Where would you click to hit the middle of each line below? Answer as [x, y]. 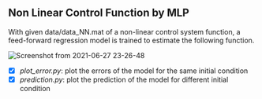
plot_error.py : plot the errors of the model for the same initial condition [134, 71]
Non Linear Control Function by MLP [99, 13]
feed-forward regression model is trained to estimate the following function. [131, 40]
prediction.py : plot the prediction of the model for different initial [124, 79]
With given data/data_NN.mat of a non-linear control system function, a [124, 31]
